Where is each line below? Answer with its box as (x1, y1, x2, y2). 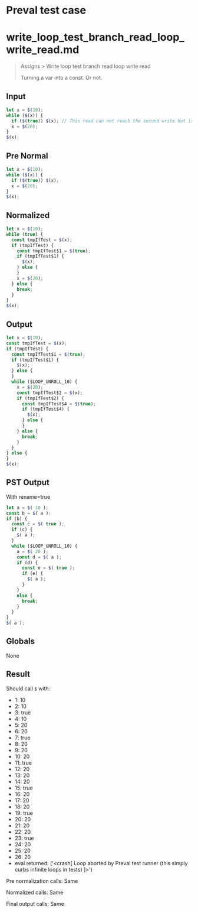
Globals (6, 636, 35, 646)
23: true (14, 834, 34, 841)
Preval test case (6, 4, 87, 17)
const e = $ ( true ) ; (21, 565, 75, 571)
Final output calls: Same (6, 900, 65, 907)
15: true (14, 784, 34, 791)
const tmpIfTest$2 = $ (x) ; (16, 389, 83, 396)
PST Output (6, 477, 50, 488)
